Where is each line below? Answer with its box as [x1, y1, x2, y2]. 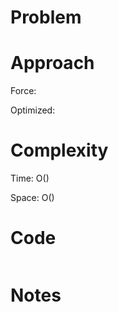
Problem [10, 6, 82, 29]
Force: [10, 85, 37, 97]
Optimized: [10, 104, 56, 116]
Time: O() [10, 172, 50, 185]
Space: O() [10, 192, 55, 204]
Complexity [10, 139, 109, 162]
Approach [10, 52, 95, 75]
